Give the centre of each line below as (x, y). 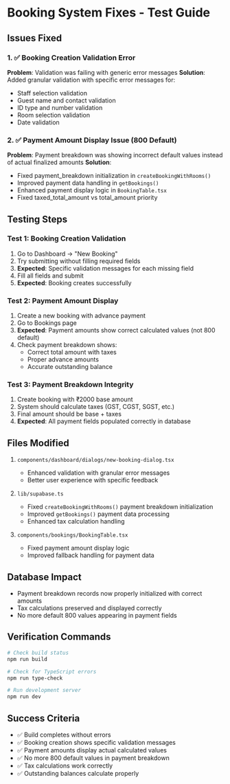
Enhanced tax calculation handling (76, 522)
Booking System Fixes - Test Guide (109, 13)
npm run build (27, 659)
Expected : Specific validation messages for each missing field (105, 268)
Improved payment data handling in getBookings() (88, 183)
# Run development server (44, 691)
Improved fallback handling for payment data (91, 555)
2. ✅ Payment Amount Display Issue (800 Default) (92, 140)
